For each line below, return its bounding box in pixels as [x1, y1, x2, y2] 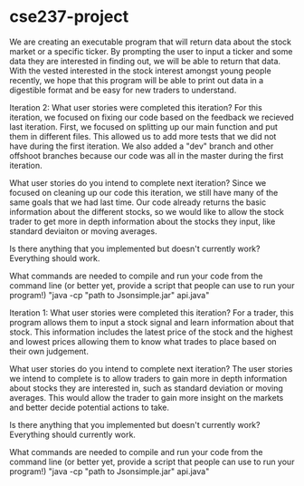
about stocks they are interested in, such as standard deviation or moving [9, 383, 283, 394]
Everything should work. [9, 252, 100, 264]
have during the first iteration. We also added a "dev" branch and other [9, 141, 274, 151]
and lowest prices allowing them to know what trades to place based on [9, 335, 278, 346]
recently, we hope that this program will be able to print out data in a [9, 74, 264, 85]
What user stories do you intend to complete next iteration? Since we [9, 177, 267, 188]
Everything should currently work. [9, 429, 136, 440]
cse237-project [9, 6, 129, 27]
